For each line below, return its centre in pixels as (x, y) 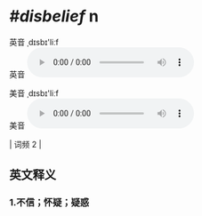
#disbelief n (54, 16)
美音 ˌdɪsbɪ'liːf (34, 93)
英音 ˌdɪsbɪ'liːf (34, 42)
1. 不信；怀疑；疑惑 (49, 203)
